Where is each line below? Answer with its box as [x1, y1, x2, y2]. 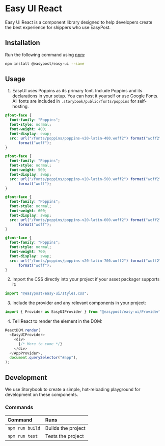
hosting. [12, 104, 29, 110]
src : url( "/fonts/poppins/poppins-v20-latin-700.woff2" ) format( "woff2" [9, 258, 162, 263]
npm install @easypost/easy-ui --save [5, 61, 84, 66]
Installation [5, 39, 40, 47]
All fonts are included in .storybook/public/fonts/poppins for [12, 98, 137, 104]
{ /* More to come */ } [18, 341, 63, 346]
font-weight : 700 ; [9, 249, 48, 254]
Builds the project [45, 425, 86, 432]
